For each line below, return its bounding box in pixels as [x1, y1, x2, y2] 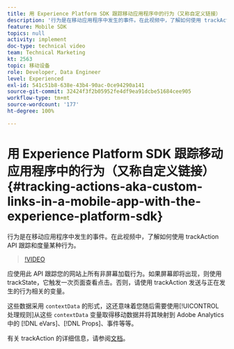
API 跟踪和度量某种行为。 [7, 241, 80, 249]
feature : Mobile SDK [7, 23, 68, 30]
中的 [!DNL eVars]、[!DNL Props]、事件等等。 [7, 319, 138, 327]
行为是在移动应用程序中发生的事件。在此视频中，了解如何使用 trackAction [7, 232, 219, 241]
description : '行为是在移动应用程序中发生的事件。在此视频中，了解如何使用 [7, 17, 202, 24]
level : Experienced [7, 75, 64, 82]
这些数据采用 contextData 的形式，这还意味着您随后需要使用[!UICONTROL [7, 302, 219, 310]
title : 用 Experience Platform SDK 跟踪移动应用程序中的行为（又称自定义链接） [7, 10, 221, 17]
